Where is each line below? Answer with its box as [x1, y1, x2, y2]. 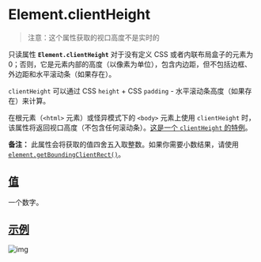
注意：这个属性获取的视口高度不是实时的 [27, 32, 160, 42]
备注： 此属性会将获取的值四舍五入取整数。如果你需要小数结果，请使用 [8, 139, 239, 149]
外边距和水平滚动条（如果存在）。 [8, 69, 116, 78]
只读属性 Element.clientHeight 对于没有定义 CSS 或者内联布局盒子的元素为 [8, 49, 254, 59]
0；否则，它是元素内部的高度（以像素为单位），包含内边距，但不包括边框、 [8, 59, 252, 69]
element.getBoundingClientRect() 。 [8, 149, 125, 159]
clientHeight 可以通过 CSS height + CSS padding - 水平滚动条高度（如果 [8, 85, 245, 96]
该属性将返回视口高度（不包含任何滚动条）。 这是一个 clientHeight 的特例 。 [8, 123, 252, 132]
